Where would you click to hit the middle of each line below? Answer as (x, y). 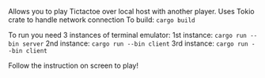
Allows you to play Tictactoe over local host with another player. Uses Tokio (131, 11)
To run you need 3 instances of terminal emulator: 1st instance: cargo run (128, 35)
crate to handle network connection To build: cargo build (102, 20)
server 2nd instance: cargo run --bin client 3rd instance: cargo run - (139, 43)
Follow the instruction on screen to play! (73, 65)
